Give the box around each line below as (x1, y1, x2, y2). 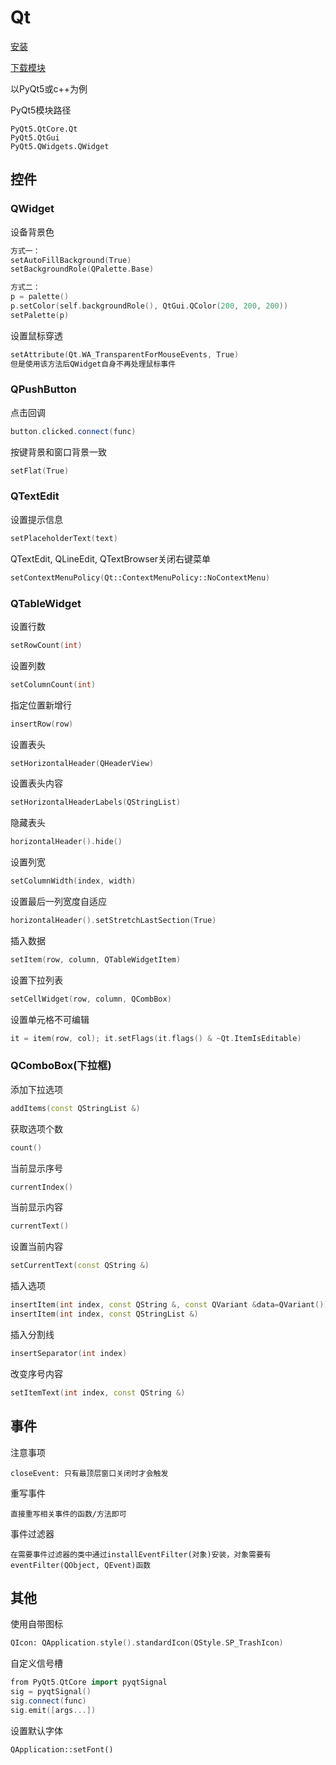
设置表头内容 (10, 777, 63, 790)
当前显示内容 (10, 1201, 63, 1213)
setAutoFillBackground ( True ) (10, 255, 132, 265)
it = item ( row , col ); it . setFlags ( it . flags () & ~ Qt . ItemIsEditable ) (10, 1033, 302, 1043)
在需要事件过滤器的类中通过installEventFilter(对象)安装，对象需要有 (10, 1549, 272, 1560)
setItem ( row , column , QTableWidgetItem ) (10, 954, 182, 965)
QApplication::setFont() (10, 1744, 114, 1755)
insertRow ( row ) (10, 719, 74, 729)
